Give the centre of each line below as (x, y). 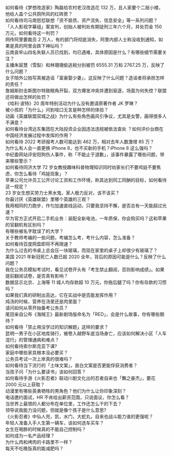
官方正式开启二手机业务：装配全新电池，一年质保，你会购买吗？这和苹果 (90, 218)
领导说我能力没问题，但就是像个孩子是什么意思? (56, 410)
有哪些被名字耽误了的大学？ (35, 231)
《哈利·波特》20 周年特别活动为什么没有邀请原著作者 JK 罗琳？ (72, 103)
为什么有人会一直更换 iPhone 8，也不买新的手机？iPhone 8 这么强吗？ (79, 148)
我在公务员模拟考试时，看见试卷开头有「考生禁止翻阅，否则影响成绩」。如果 (85, 269)
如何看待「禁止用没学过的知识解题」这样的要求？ (57, 327)
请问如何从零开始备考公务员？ (37, 308)
